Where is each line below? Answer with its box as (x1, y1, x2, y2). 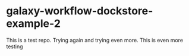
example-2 (6, 17, 61, 30)
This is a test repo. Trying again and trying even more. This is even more (6, 36, 183, 43)
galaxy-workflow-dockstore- (6, 4, 153, 18)
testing (6, 43, 23, 50)
